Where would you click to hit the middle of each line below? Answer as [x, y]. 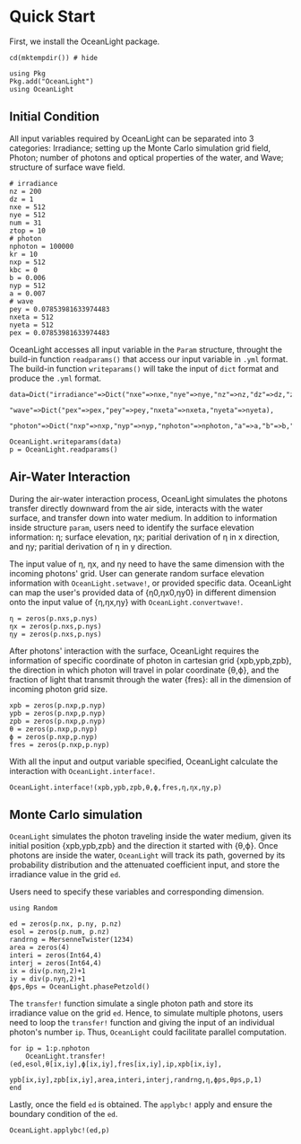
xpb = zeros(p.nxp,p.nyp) [57, 705]
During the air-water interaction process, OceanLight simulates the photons [149, 498]
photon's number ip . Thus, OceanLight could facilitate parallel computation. [148, 1032]
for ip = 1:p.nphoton [50, 1049]
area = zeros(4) [39, 948]
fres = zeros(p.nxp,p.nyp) [60, 744]
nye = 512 [28, 215]
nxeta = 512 [31, 317]
